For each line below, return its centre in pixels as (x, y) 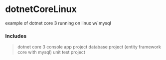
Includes (16, 36)
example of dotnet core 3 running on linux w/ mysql (58, 23)
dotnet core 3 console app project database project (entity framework (89, 47)
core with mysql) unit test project (51, 52)
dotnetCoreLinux (41, 9)
